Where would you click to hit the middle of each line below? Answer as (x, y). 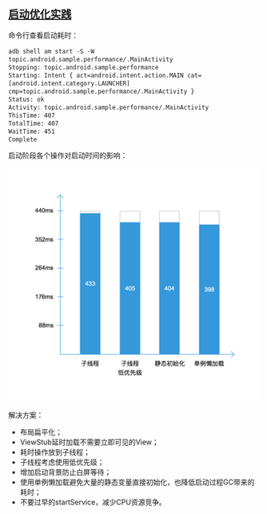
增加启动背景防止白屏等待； (66, 472)
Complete (23, 139)
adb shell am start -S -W (51, 51)
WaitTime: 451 (32, 131)
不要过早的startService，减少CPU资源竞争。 (93, 502)
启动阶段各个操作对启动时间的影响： (68, 155)
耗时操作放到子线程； (55, 452)
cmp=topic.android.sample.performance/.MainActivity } (102, 91)
